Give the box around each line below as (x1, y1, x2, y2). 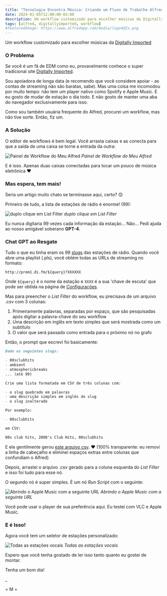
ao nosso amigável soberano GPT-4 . (5, 226, 81, 232)
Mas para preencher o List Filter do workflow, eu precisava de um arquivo (5, 293, 157, 299)
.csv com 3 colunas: (5, 299, 47, 305)
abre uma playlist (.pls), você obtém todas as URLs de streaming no (5, 255, 144, 261)
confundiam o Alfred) (5, 454, 49, 461)
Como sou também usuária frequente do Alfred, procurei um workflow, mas (5, 109, 160, 115)
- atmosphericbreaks (5, 367, 48, 372)
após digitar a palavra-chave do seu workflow (12, 314, 107, 320)
